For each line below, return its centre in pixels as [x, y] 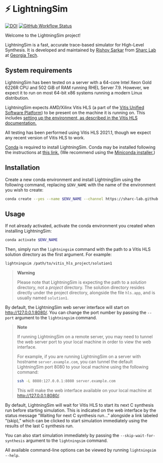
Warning [26, 273]
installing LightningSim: [29, 231]
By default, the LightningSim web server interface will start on [67, 307]
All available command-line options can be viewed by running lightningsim [81, 450]
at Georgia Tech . [22, 55]
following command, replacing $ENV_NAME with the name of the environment [80, 185]
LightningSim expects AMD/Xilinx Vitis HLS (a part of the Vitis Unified [75, 107]
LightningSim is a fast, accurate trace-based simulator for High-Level [74, 44]
